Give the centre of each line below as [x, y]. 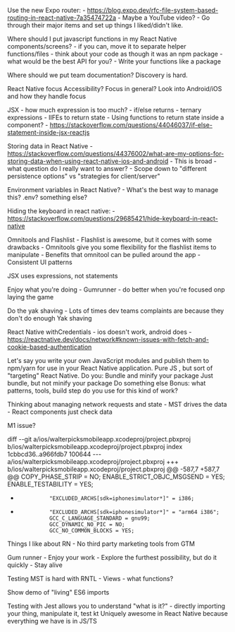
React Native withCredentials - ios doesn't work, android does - [100, 332]
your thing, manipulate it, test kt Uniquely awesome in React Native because [118, 613]
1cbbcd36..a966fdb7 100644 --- [55, 454]
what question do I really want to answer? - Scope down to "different [107, 168]
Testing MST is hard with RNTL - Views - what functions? [90, 579]
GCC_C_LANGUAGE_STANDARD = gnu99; [100, 518]
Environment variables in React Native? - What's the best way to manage [113, 190]
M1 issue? [22, 425]
